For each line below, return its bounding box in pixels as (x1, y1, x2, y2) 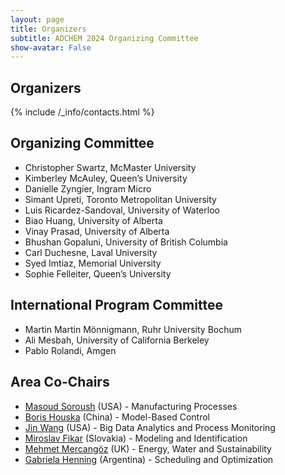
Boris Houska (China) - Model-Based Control (24, 411, 210, 423)
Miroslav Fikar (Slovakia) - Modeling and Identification (24, 432, 248, 444)
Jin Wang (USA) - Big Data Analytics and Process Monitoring (24, 421, 276, 433)
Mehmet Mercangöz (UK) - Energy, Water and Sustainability (24, 442, 272, 455)
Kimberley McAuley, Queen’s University (24, 172, 188, 184)
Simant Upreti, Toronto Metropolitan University (24, 193, 217, 205)
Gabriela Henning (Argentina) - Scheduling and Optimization (24, 453, 274, 465)
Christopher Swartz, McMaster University (24, 161, 197, 173)
